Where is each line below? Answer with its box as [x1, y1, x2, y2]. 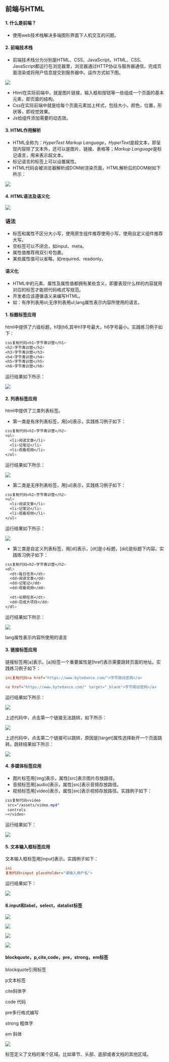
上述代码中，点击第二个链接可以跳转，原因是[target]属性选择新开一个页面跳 [5, 735, 162, 741]
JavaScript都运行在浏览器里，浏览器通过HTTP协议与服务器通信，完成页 [12, 63, 162, 69]
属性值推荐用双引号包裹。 [12, 249, 66, 255]
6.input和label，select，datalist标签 [5, 902, 82, 908]
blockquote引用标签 [5, 967, 46, 973]
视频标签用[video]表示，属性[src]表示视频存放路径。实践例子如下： [12, 788, 152, 794]
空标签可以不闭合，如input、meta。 [12, 243, 87, 249]
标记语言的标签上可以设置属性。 [12, 159, 79, 164]
